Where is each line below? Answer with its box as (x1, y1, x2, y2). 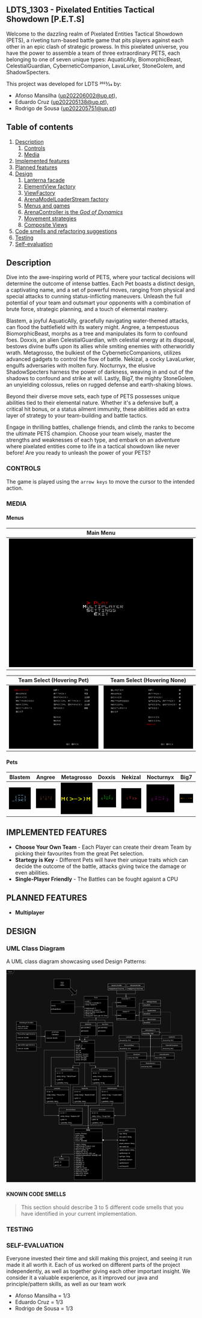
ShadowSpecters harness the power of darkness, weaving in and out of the (6, 368, 194, 375)
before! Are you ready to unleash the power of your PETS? (6, 449, 151, 457)
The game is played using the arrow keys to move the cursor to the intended (6, 478, 195, 485)
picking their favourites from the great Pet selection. (14, 849, 144, 857)
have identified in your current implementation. (20, 1210, 137, 1218)
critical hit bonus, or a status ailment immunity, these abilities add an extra (6, 405, 190, 413)
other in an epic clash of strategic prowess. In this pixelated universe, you (6, 43, 189, 50)
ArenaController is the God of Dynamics (23, 208, 123, 215)
